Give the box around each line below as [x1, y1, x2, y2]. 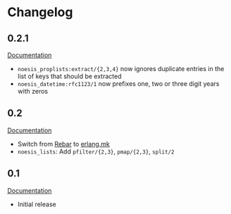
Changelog [7, 4, 73, 20]
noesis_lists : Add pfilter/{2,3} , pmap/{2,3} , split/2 [17, 147, 175, 156]
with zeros [17, 87, 48, 95]
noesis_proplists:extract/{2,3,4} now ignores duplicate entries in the [17, 65, 225, 73]
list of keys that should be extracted [17, 72, 122, 80]
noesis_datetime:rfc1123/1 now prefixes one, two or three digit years [17, 80, 220, 88]
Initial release [17, 200, 56, 208]
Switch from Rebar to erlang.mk [17, 139, 111, 148]
